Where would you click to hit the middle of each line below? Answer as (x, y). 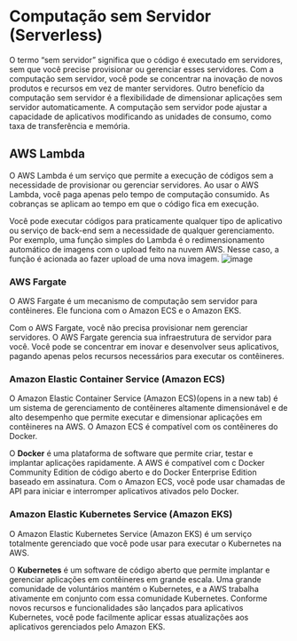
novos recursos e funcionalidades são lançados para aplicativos (126, 607)
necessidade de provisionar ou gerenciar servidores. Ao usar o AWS (134, 185)
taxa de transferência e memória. (70, 125)
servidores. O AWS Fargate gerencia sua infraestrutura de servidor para (141, 337)
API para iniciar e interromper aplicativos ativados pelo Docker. (124, 492)
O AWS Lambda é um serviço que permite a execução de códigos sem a (141, 175)
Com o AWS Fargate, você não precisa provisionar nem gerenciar (129, 328)
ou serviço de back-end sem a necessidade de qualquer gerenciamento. (142, 230)
